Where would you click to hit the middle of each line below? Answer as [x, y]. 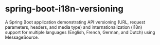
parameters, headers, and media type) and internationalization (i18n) [74, 27]
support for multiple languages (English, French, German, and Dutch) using [80, 32]
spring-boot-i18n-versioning [64, 9]
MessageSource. [22, 37]
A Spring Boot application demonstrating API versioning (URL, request [75, 22]
